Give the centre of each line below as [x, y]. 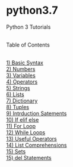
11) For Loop [21, 126]
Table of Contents [28, 45]
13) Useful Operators [32, 138]
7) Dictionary [22, 100]
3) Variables [21, 75]
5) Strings [18, 88]
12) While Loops [26, 132]
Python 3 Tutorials [28, 27]
